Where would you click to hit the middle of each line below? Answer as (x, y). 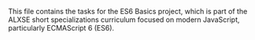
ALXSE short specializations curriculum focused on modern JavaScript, (124, 20)
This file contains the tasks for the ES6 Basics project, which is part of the (128, 11)
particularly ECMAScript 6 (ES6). (61, 28)
